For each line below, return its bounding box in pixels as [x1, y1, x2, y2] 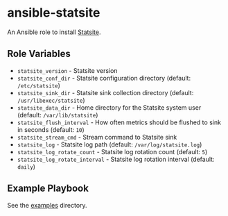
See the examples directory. [7, 201, 88, 209]
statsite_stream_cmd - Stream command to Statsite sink [17, 133, 177, 141]
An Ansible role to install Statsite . [7, 28, 101, 36]
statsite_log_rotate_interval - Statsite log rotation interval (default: [17, 155, 215, 163]
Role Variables [7, 48, 71, 60]
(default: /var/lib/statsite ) [17, 110, 98, 119]
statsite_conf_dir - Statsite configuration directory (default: [17, 74, 191, 82]
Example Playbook [7, 183, 89, 194]
